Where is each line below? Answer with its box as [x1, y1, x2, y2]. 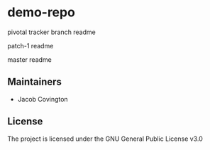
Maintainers [7, 76, 62, 88]
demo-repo [7, 4, 76, 21]
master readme [7, 55, 52, 64]
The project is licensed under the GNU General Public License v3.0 [7, 134, 204, 143]
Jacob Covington [17, 95, 69, 103]
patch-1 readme [7, 41, 54, 50]
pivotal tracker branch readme [7, 28, 96, 36]
